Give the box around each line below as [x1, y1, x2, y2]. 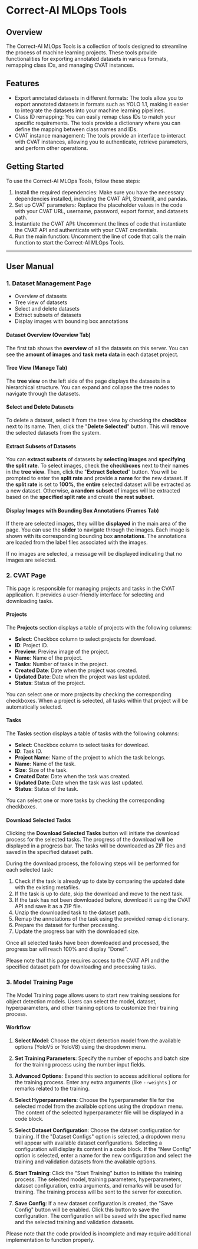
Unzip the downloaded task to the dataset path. [14, 909, 131, 916]
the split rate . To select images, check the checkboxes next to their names [6, 462, 189, 469]
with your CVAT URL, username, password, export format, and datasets [14, 207, 189, 214]
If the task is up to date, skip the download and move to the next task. [14, 890, 184, 898]
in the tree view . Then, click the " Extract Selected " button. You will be [6, 468, 177, 475]
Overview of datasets [14, 293, 67, 300]
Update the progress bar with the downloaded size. [14, 928, 140, 935]
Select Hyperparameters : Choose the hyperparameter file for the [14, 1096, 175, 1103]
